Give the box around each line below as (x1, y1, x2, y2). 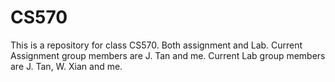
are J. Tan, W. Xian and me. (10, 60, 123, 72)
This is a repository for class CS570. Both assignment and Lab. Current (10, 39, 303, 51)
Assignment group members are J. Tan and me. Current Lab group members (10, 49, 326, 61)
